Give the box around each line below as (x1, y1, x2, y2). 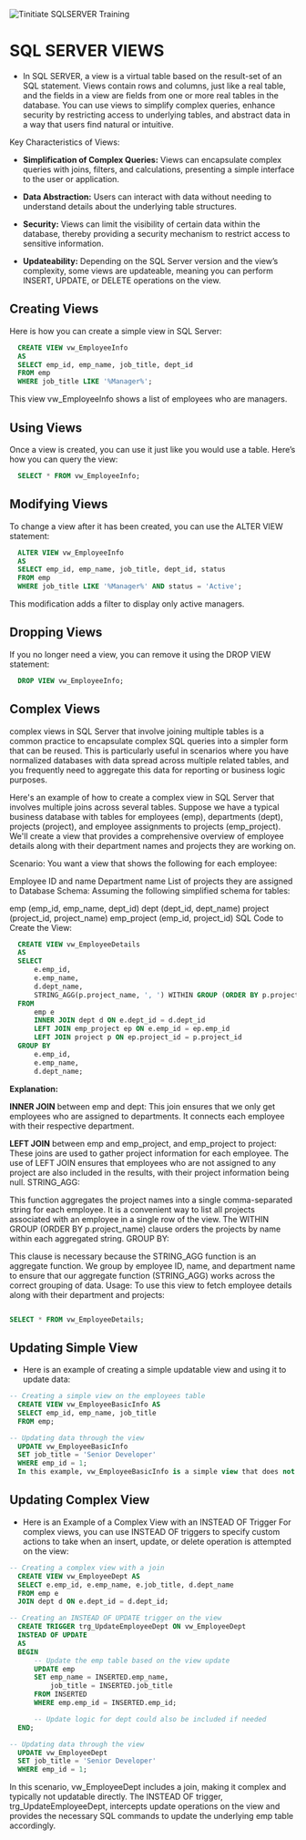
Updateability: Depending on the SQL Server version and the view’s (22, 255, 279, 266)
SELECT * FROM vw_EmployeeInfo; (17, 471, 141, 480)
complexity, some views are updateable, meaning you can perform (22, 265, 273, 276)
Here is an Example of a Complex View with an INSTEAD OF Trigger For (22, 1517, 291, 1528)
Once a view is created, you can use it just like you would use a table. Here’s (9, 444, 296, 455)
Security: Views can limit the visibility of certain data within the (22, 219, 261, 230)
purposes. (9, 774, 48, 785)
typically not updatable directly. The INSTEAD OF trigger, (9, 1791, 223, 1803)
